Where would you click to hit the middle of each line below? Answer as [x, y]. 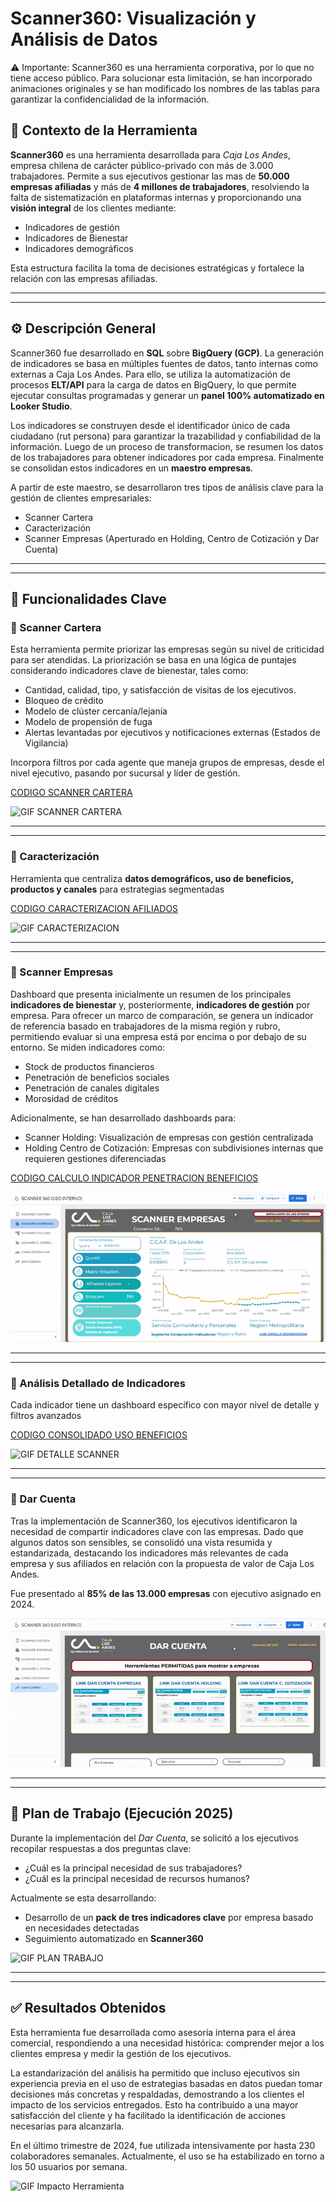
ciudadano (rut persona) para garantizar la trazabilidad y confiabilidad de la [166, 436]
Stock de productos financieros [89, 1066]
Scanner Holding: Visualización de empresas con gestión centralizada [169, 1137]
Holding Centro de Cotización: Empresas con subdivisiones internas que [174, 1148]
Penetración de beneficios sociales [97, 1077]
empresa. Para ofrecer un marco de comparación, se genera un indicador [162, 1015]
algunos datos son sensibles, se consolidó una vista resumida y [141, 1542]
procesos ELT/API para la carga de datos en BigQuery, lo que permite [153, 384]
